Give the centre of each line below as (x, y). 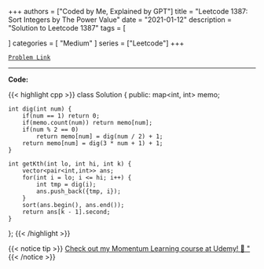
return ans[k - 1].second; (66, 212)
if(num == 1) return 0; (61, 116)
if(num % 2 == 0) (51, 129)
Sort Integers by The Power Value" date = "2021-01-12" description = (120, 20)
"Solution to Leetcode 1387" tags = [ (67, 28)
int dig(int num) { (40, 109)
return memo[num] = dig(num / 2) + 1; (100, 136)
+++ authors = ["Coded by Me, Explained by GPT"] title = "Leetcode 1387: (128, 11)
